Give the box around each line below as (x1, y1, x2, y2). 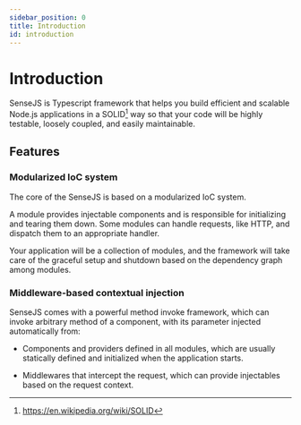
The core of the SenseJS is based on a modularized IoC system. (9, 191, 246, 202)
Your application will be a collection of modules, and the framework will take (9, 245, 290, 256)
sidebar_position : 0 (9, 13, 87, 22)
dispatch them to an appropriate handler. (9, 227, 159, 238)
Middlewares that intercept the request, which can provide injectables (21, 370, 280, 380)
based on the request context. (21, 379, 134, 390)
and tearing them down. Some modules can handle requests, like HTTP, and (9, 218, 290, 229)
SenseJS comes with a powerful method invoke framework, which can (9, 306, 270, 318)
